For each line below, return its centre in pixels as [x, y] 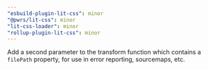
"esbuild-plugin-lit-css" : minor [55, 13]
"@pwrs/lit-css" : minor [42, 20]
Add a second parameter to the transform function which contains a [104, 52]
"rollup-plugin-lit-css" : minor [54, 33]
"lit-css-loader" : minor [43, 26]
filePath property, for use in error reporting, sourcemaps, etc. [96, 60]
